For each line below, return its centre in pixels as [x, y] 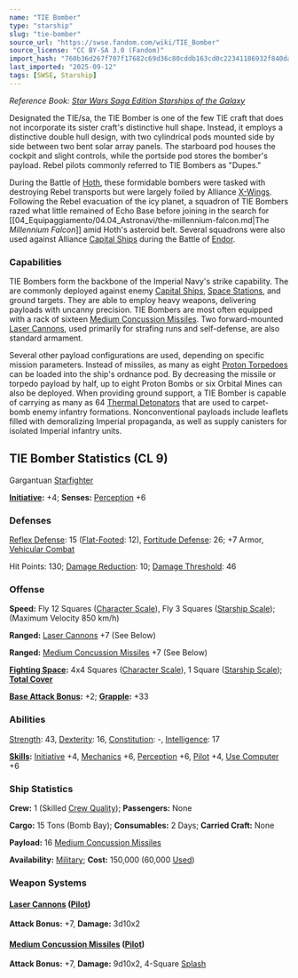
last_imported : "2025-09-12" [63, 68]
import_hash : [33, 59]
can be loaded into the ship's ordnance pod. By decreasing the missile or [143, 374]
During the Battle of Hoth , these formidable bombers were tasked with [137, 182]
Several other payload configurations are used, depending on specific [137, 356]
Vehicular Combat [42, 549]
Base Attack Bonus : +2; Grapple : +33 [79, 697]
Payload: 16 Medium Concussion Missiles [85, 843]
